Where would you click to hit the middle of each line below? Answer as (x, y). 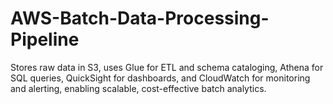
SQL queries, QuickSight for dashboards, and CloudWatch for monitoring (160, 78)
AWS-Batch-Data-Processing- (140, 18)
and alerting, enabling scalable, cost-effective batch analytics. (138, 88)
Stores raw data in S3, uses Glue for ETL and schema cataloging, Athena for (167, 67)
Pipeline (45, 39)
